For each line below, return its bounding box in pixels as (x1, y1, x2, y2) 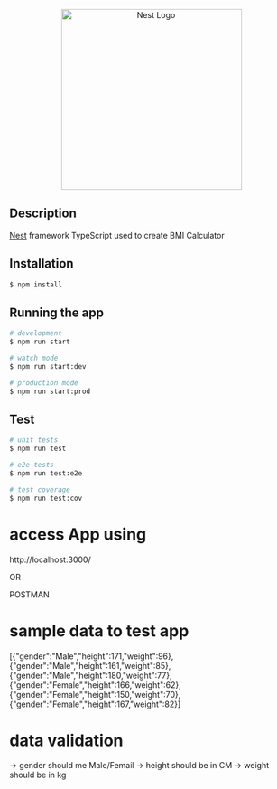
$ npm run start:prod (9, 387, 91, 396)
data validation (9, 730, 124, 750)
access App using (9, 524, 147, 544)
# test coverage (9, 484, 70, 494)
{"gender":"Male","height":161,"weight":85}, (9, 660, 171, 671)
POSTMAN (9, 588, 50, 600)
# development (9, 329, 63, 338)
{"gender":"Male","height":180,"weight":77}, (9, 670, 172, 681)
